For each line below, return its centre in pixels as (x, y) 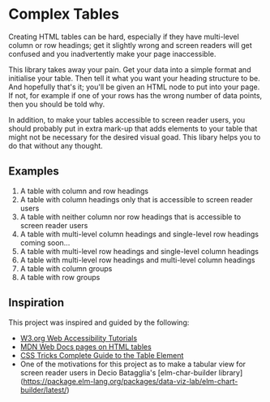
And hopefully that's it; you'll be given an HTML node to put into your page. (134, 87)
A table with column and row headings (84, 191)
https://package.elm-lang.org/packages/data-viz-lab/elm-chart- (131, 381)
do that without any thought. (56, 145)
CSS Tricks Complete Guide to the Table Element (102, 355)
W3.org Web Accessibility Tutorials (79, 338)
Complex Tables (64, 14)
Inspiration (36, 303)
